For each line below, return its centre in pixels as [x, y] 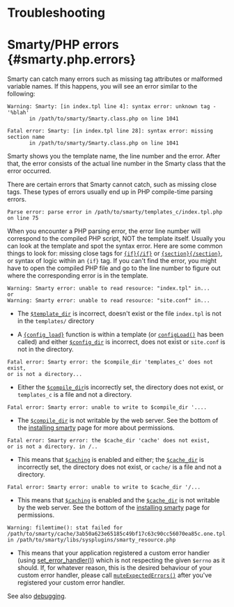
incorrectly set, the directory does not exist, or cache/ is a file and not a [119, 467]
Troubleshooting [56, 13]
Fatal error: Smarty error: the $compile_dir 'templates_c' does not [110, 362]
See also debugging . [37, 596]
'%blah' [18, 113]
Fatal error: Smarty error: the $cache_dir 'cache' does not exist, [109, 441]
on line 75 [23, 218]
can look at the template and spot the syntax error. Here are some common [115, 246]
